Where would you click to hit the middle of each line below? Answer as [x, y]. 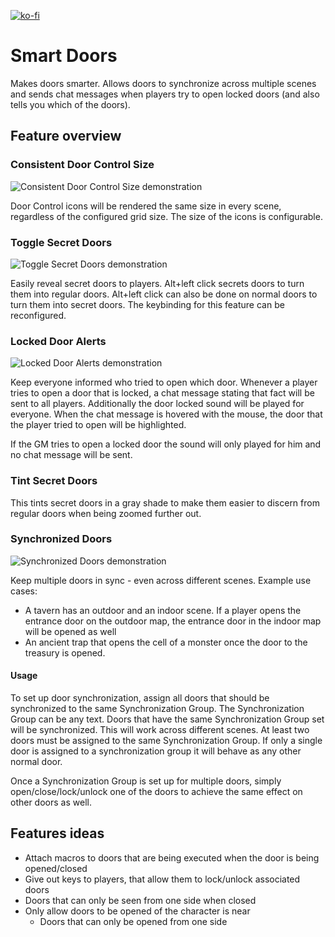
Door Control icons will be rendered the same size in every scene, [146, 206]
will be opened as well [70, 631]
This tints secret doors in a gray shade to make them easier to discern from [165, 502]
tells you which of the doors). [70, 104]
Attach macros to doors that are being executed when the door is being [172, 857]
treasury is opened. [65, 652]
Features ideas [57, 833]
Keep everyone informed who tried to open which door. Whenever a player [164, 382]
